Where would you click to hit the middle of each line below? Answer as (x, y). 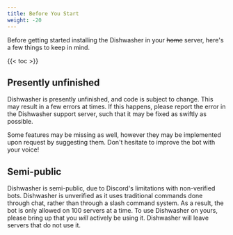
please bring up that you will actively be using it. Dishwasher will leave (108, 218)
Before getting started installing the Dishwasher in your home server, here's (115, 40)
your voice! (23, 149)
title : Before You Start (43, 14)
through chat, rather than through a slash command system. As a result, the (115, 203)
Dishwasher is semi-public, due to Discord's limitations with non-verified (111, 188)
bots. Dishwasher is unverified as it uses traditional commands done (105, 196)
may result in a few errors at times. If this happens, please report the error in (116, 107)
